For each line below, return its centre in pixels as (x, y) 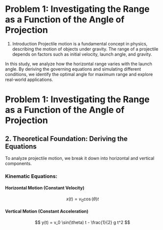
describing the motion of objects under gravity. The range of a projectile (85, 49)
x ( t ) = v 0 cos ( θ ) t (82, 199)
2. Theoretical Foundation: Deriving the (66, 138)
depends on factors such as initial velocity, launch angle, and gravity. (82, 54)
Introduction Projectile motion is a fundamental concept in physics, (80, 43)
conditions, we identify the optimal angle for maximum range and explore (79, 74)
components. (18, 163)
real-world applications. (29, 79)
